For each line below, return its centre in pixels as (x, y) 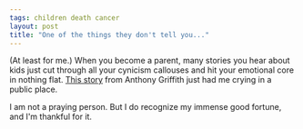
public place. (34, 89)
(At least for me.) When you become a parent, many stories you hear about (150, 61)
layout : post (34, 26)
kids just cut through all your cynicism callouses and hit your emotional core (151, 70)
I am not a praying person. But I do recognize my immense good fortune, (146, 107)
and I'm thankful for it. (51, 117)
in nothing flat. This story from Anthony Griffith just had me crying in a (141, 80)
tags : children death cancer (65, 18)
